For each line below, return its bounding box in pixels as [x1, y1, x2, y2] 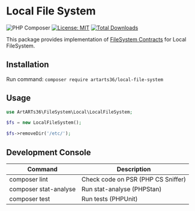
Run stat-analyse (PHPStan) [81, 185, 162, 193]
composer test [9, 195, 50, 203]
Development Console [6, 147, 91, 157]
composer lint [9, 176, 48, 183]
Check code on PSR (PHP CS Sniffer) [81, 176, 187, 183]
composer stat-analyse [9, 185, 76, 193]
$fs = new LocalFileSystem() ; [6, 120, 82, 126]
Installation [6, 60, 49, 70]
